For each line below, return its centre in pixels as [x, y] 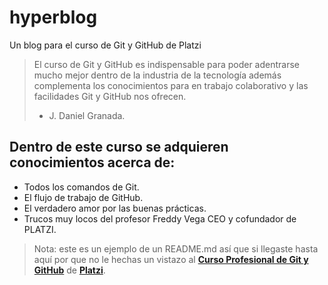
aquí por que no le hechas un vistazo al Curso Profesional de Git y [171, 259]
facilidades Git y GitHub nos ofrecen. [110, 96]
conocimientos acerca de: [92, 162]
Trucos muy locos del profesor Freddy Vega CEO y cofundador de [160, 218]
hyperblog [53, 17]
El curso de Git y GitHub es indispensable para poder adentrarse [167, 64]
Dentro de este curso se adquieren [119, 147]
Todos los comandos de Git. [81, 187]
